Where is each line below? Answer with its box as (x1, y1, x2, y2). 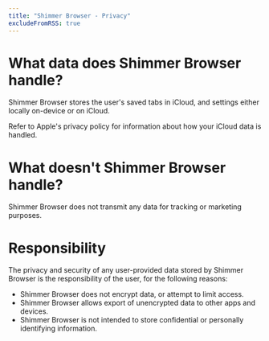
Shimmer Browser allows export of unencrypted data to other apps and (19, 298, 255, 308)
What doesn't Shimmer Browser (8, 158, 226, 177)
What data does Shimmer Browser (8, 54, 242, 72)
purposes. (8, 211, 43, 220)
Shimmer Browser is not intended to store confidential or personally (19, 315, 244, 325)
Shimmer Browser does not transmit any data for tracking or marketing (8, 202, 243, 212)
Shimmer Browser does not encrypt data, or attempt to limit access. (19, 290, 244, 299)
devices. (19, 306, 49, 316)
